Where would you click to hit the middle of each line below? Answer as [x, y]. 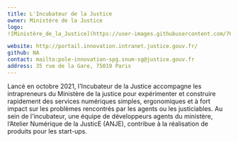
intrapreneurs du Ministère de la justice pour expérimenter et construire [112, 93]
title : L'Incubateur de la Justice [60, 14]
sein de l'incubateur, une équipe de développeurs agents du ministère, [110, 116]
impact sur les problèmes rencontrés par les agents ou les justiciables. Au [115, 108]
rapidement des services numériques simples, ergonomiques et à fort [109, 101]
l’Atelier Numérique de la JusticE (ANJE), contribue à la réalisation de [108, 124]
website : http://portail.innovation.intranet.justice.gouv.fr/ [103, 47]
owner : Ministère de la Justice [55, 20]
